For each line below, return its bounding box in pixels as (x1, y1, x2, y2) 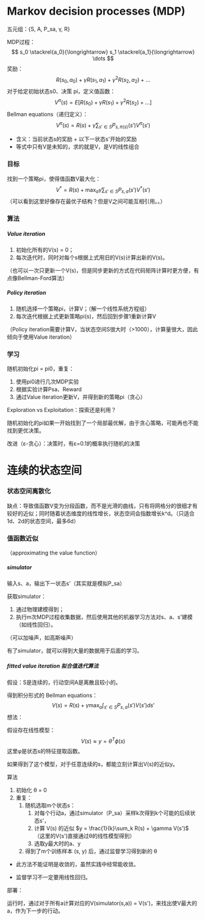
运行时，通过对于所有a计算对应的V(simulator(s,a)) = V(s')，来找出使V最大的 (7, 900, 198, 907)
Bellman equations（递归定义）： (7, 110, 88, 117)
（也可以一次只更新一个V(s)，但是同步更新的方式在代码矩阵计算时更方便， (7, 267, 194, 274)
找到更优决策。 (7, 427, 45, 435)
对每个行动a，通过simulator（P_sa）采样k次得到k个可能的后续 (34, 809, 190, 817)
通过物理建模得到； (15, 605, 65, 613)
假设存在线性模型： (7, 726, 56, 734)
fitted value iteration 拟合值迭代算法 (7, 662, 99, 669)
